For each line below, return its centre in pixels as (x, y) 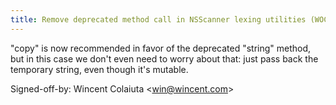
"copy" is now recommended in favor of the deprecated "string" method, (161, 48)
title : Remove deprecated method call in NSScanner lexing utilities (158, 19)
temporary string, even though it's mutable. (99, 69)
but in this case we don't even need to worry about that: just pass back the (164, 58)
